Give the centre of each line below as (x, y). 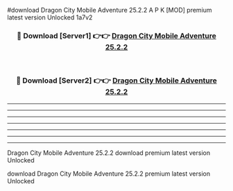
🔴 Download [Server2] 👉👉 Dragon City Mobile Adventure (116, 81)
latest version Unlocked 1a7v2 (50, 17)
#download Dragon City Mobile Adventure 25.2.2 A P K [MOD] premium (110, 10)
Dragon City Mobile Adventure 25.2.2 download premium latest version (109, 153)
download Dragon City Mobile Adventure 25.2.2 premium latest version (109, 174)
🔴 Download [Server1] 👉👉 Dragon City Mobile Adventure (116, 35)
